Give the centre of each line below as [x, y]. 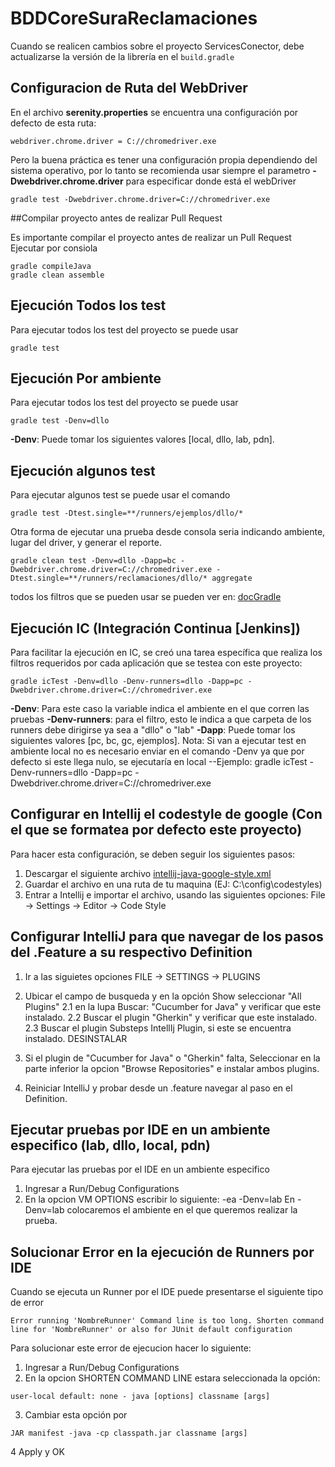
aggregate [232, 578]
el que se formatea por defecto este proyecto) [156, 830]
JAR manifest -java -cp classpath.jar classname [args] [129, 1433]
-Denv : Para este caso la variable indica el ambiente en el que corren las [160, 708]
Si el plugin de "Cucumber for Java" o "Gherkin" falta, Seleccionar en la [172, 1058]
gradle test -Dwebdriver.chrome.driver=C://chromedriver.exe [140, 199]
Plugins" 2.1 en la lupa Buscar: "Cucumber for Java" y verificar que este [173, 1006]
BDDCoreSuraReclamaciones [134, 18]
